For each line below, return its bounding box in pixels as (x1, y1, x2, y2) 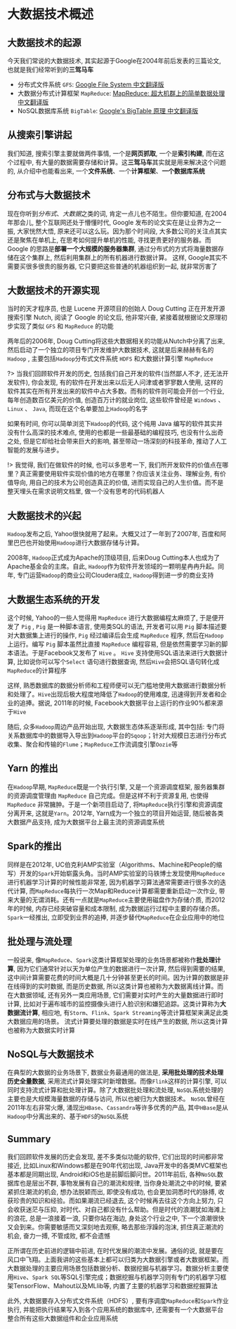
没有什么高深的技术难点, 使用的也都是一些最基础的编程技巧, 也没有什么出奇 (7, 428, 223, 436)
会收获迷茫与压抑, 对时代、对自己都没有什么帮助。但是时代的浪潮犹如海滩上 (7, 1205, 226, 1214)
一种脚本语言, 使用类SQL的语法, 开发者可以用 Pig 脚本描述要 (53, 623, 227, 631)
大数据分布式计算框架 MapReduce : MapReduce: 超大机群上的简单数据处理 (17, 89, 225, 97)
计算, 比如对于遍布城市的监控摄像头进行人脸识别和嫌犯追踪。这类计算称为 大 (7, 999, 226, 1008)
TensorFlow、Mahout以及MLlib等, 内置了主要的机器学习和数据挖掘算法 (13, 1282, 218, 1290)
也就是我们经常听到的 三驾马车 (7, 65, 93, 74)
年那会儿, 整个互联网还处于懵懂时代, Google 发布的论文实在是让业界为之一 (7, 218, 222, 226)
